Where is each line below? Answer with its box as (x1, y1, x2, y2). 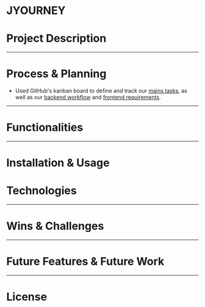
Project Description (6, 32, 107, 46)
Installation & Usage (6, 156, 110, 170)
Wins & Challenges (6, 219, 104, 233)
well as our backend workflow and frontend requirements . (15, 94, 161, 101)
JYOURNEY (6, 4, 66, 18)
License (6, 290, 48, 304)
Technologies (6, 184, 77, 198)
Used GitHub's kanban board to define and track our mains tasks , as (15, 87, 188, 94)
